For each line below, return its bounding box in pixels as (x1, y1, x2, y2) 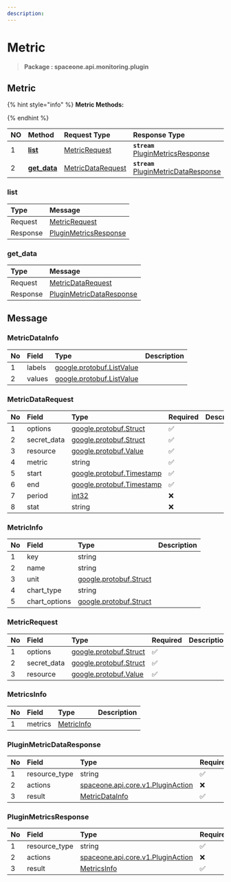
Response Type (133, 130, 186, 140)
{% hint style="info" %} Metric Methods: (7, 100, 124, 109)
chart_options (27, 596, 71, 606)
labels (27, 363, 47, 372)
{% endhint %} (7, 114, 49, 122)
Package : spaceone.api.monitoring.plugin (23, 63, 149, 71)
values (27, 374, 49, 383)
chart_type (27, 585, 62, 595)
